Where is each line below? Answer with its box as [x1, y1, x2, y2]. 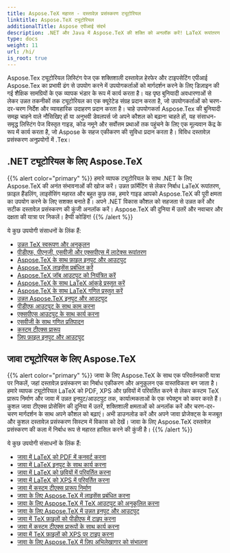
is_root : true [7, 55, 48, 62]
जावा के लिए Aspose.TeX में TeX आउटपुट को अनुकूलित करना [16, 499, 159, 508]
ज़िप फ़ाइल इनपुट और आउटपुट [16, 332, 84, 341]
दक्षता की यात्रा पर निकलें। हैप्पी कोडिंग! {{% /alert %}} [7, 212, 133, 221]
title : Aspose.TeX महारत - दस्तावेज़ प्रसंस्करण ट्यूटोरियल [7, 10, 142, 17]
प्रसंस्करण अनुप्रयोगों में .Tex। [7, 135, 72, 144]
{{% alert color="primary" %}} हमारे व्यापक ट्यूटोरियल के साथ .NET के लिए [7, 174, 192, 182]
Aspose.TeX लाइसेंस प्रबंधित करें [16, 263, 94, 271]
